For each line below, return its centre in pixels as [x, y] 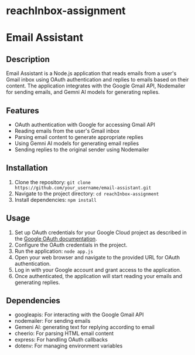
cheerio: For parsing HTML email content [64, 333]
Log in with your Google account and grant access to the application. [98, 270]
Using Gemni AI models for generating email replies [77, 143]
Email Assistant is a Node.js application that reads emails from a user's [91, 73]
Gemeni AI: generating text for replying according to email [85, 327]
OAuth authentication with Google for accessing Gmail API [85, 125]
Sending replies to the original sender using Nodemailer [82, 150]
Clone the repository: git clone [52, 182]
